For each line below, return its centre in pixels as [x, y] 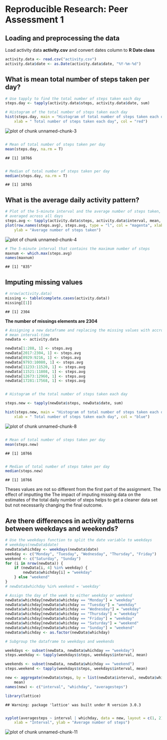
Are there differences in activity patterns [70, 521]
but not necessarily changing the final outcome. [54, 505]
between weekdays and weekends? [62, 529]
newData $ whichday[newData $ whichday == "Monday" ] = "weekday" [70, 600]
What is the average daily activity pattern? [72, 200]
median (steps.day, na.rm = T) [37, 176]
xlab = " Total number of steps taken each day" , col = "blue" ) [82, 417]
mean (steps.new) [22, 444]
